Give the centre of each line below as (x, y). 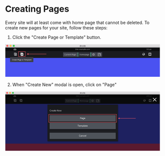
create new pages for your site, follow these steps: (56, 27)
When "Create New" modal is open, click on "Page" (64, 85)
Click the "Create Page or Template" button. (57, 37)
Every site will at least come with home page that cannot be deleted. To (77, 22)
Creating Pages (37, 9)
